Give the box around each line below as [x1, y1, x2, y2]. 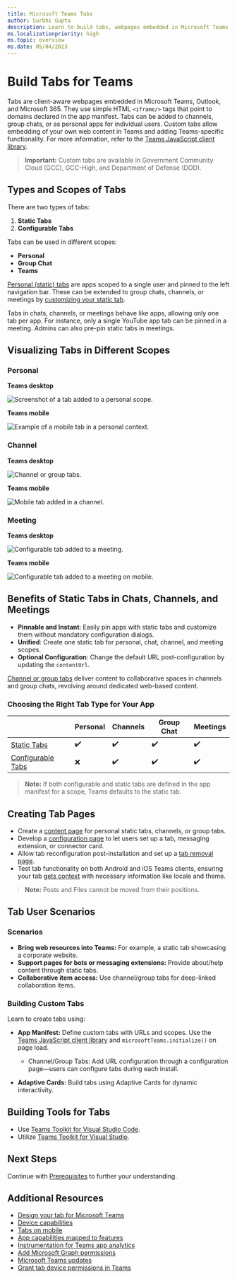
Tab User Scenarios [7, 906, 95, 918]
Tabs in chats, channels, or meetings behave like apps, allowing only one [7, 308, 219, 317]
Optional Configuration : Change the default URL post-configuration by [17, 652, 224, 661]
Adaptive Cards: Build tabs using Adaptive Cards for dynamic [17, 1078, 197, 1087]
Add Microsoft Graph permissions [17, 1249, 116, 1257]
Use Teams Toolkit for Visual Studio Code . [17, 1125, 140, 1133]
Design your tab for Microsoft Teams [17, 1211, 125, 1220]
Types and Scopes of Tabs [7, 184, 126, 196]
